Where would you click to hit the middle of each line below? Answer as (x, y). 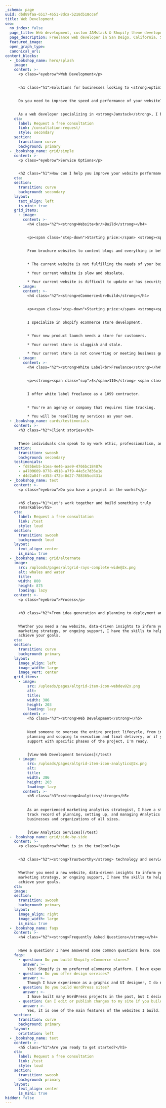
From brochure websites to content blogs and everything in (90, 251)
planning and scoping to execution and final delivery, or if (92, 737)
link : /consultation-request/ (49, 128)
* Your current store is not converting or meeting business (91, 353)
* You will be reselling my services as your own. (80, 416)
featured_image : (26, 42)
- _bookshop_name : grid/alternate (45, 558)
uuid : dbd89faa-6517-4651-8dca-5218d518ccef (52, 14)
